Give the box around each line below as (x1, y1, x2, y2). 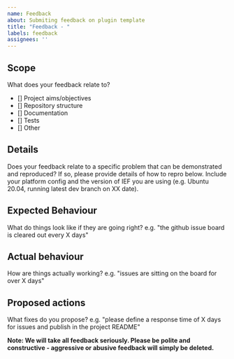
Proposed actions (7, 297, 86, 309)
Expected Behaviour (7, 205, 98, 217)
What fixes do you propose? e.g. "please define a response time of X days (7, 315, 221, 324)
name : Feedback (7, 10, 52, 17)
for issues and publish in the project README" (7, 323, 141, 331)
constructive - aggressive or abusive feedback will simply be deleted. (7, 344, 214, 352)
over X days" (7, 277, 45, 285)
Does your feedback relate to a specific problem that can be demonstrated (7, 162, 222, 171)
